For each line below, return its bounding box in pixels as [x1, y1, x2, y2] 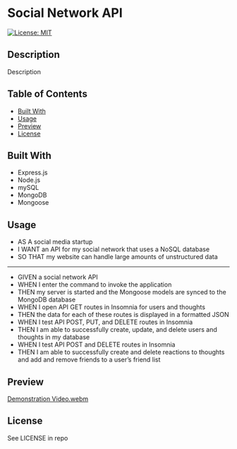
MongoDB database [17, 295, 76, 304]
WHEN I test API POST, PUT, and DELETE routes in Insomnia [17, 318, 193, 326]
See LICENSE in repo [7, 433, 68, 442]
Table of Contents [7, 88, 88, 100]
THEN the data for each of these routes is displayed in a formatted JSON [17, 311, 229, 319]
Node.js [17, 176, 41, 184]
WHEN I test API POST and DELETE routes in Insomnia [17, 340, 176, 349]
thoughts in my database [17, 333, 90, 342]
